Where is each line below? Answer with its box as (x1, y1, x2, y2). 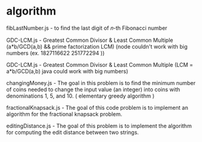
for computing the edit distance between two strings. (6, 129, 140, 136)
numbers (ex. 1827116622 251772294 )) (6, 49, 105, 56)
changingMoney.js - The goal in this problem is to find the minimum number (6, 79, 196, 86)
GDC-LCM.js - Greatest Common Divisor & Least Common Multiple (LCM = (6, 61, 194, 68)
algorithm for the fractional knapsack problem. (6, 110, 123, 118)
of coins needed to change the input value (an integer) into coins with (6, 86, 181, 93)
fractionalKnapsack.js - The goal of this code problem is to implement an (6, 104, 189, 111)
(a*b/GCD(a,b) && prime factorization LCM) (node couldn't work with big (6, 42, 188, 50)
